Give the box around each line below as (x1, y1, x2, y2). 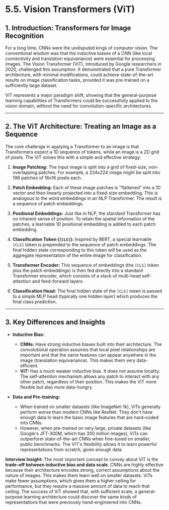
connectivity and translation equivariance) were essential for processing (5, 55, 155, 62)
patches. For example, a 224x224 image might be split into (38, 169, 160, 175)
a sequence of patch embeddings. (12, 200, 84, 206)
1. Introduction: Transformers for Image (5, 24, 131, 32)
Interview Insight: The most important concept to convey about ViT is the (5, 456, 158, 462)
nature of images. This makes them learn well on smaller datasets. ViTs (5, 472, 152, 478)
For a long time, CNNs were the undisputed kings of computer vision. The (5, 45, 158, 51)
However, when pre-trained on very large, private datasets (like (20, 425, 151, 431)
